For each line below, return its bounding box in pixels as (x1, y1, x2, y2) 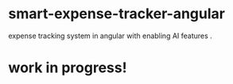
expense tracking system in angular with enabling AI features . (8, 31, 212, 40)
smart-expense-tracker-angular (8, 5, 225, 23)
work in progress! (8, 59, 127, 77)
